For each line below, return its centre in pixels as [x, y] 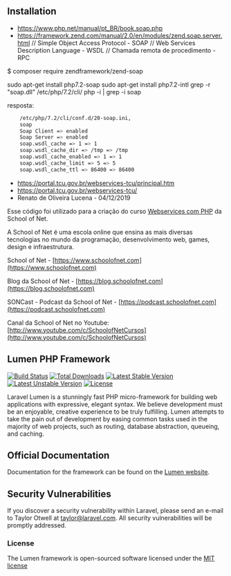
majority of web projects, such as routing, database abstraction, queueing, [113, 426]
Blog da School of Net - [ [43, 281]
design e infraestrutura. [41, 246]
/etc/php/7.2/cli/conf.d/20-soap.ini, [75, 118]
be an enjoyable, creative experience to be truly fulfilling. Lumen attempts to [116, 412]
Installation [32, 11]
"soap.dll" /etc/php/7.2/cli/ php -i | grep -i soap [74, 92]
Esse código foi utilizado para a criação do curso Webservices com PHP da [115, 211]
